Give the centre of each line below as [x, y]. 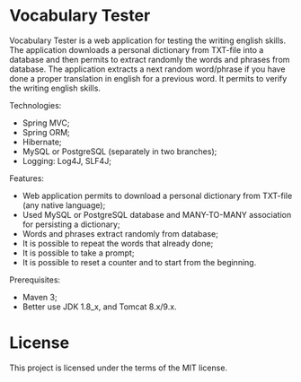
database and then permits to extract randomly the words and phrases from [150, 59]
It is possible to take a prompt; [78, 253]
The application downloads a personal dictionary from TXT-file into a [137, 49]
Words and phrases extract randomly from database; [120, 233]
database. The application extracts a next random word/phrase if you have [147, 69]
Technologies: [35, 105]
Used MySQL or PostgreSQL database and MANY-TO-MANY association [157, 214]
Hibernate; [42, 142]
